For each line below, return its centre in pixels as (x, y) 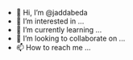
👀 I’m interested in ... (50, 21)
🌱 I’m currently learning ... (59, 30)
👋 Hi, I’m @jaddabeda (52, 13)
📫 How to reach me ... (53, 47)
